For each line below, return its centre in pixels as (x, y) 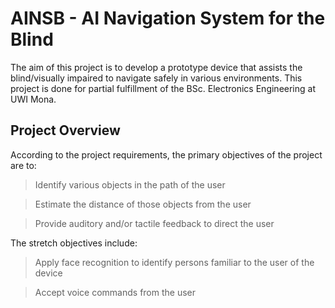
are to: (23, 165)
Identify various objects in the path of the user (130, 184)
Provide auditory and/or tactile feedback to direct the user (154, 223)
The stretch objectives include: (74, 243)
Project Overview (65, 130)
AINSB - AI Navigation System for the (168, 18)
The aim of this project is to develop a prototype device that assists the (156, 67)
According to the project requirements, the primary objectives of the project (166, 154)
